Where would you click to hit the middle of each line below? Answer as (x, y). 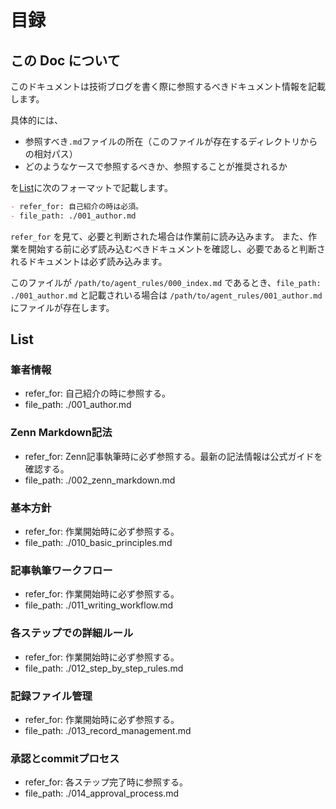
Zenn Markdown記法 (61, 433)
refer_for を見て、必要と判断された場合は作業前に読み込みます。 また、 (159, 236)
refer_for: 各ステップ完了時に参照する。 (106, 782)
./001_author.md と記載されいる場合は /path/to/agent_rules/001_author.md (166, 295)
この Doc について (65, 60)
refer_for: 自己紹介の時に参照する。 (97, 393)
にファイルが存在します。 (62, 307)
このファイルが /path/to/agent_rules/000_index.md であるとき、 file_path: (166, 282)
